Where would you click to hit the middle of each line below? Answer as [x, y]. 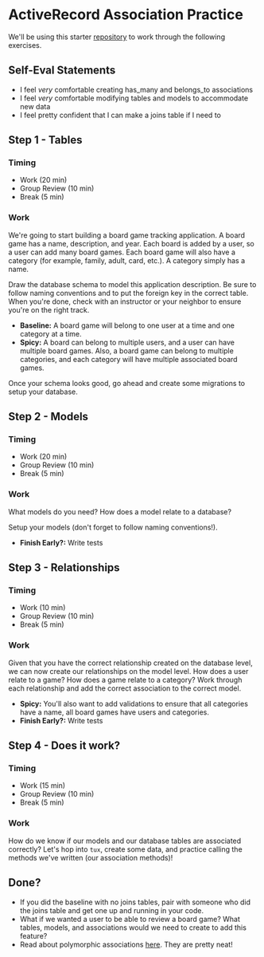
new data [35, 106]
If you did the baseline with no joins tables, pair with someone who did [135, 902]
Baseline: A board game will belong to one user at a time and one [127, 325]
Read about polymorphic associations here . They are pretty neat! [126, 944]
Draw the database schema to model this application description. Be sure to [132, 284]
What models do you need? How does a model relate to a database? [120, 511]
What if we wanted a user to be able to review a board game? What [130, 919]
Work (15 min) [43, 786]
